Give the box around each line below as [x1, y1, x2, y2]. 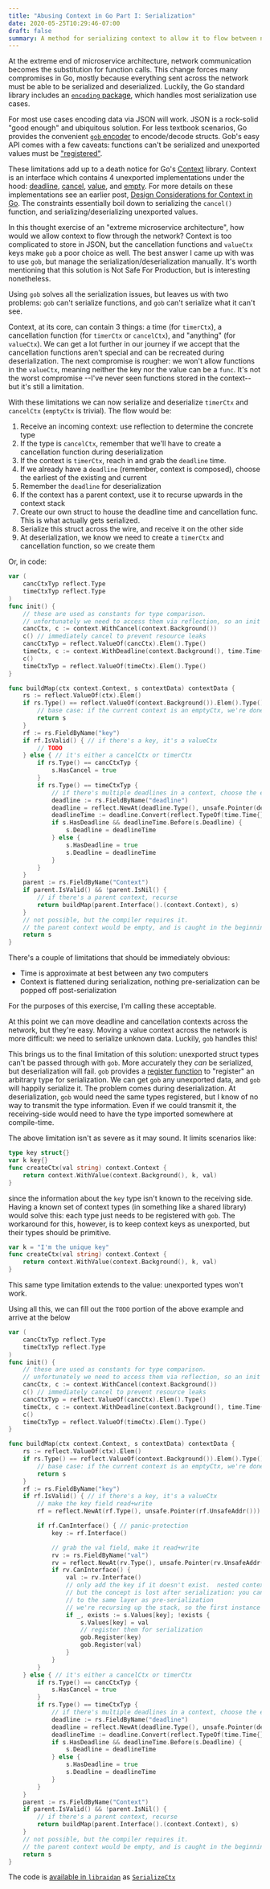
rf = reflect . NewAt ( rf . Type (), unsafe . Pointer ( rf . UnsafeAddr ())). [37, 1507, 264, 1516]
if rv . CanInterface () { [51, 1566, 131, 1575]
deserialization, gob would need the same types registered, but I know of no [8, 1092, 259, 1102]
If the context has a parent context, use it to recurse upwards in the [19, 490, 243, 499]
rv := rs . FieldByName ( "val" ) [51, 1551, 149, 1559]
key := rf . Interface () [51, 1529, 128, 1537]
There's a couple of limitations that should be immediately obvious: [8, 953, 231, 963]
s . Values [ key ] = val [80, 1618, 149, 1627]
